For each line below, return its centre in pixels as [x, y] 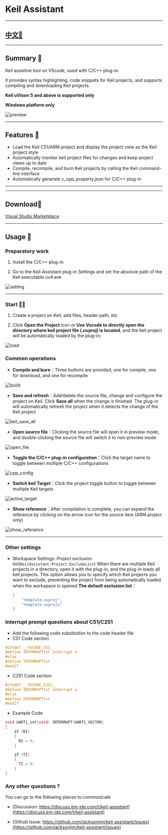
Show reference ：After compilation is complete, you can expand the [83, 509]
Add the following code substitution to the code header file [73, 633]
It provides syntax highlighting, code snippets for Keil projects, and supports [84, 80]
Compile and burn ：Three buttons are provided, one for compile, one [84, 370]
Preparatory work [27, 251]
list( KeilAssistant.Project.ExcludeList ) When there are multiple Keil [83, 564]
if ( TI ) [22, 755]
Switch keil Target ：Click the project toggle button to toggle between [84, 483]
